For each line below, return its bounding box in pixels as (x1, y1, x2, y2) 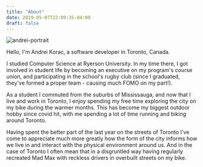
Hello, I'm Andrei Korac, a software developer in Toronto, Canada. (6, 48, 170, 56)
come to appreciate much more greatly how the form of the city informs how (6, 135, 198, 142)
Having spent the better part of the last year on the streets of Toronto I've (6, 128, 190, 136)
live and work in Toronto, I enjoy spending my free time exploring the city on (6, 97, 196, 105)
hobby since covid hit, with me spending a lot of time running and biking (6, 110, 187, 118)
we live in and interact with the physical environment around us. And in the (6, 142, 193, 149)
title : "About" (6, 8, 45, 15)
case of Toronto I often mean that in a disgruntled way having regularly (6, 148, 184, 155)
